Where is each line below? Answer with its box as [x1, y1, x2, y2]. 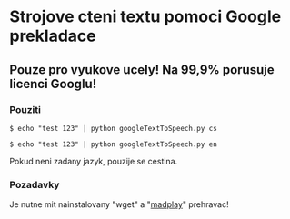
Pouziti [9, 103, 41, 115]
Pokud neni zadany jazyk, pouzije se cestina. [9, 155, 178, 166]
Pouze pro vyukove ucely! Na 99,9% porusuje [9, 62, 275, 77]
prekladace [9, 25, 97, 46]
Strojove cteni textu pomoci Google [9, 6, 282, 27]
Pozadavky [9, 178, 60, 191]
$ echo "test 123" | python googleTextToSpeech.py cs [9, 124, 218, 133]
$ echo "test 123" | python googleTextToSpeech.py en [9, 139, 218, 149]
